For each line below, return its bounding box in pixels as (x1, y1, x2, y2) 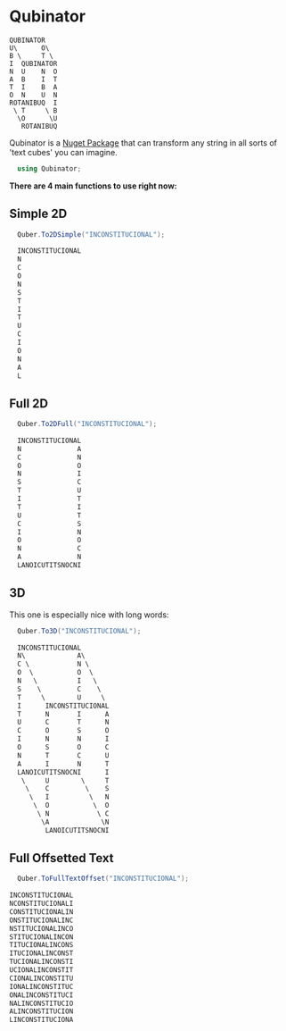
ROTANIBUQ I (9, 98, 58, 107)
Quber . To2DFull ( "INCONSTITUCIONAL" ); (17, 420, 158, 429)
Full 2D (9, 396, 49, 411)
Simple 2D (9, 206, 68, 222)
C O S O (17, 726, 110, 735)
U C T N (17, 717, 110, 727)
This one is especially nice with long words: (9, 609, 169, 620)
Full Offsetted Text (9, 851, 114, 866)
